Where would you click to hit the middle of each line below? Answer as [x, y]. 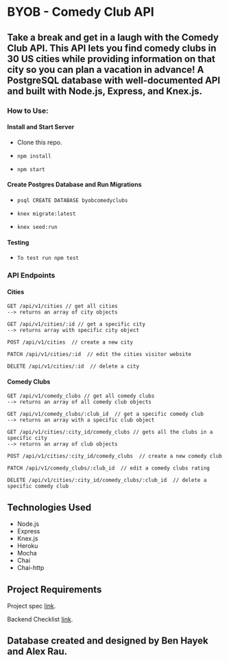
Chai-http [31, 568]
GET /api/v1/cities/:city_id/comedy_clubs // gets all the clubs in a [110, 432]
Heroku [27, 546]
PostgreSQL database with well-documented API [114, 80]
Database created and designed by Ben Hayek [108, 641]
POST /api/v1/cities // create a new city [70, 342]
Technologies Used [49, 507]
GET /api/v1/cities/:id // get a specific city [76, 324]
